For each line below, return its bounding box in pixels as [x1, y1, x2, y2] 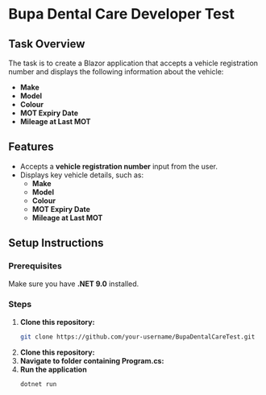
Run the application [19, 364, 87, 374]
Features [8, 140, 54, 154]
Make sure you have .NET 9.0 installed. [8, 279, 139, 289]
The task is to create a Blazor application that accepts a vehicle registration [8, 58, 259, 68]
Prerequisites [8, 260, 62, 272]
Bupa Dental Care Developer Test [8, 5, 235, 23]
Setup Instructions [8, 236, 104, 250]
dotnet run [19, 380, 57, 388]
